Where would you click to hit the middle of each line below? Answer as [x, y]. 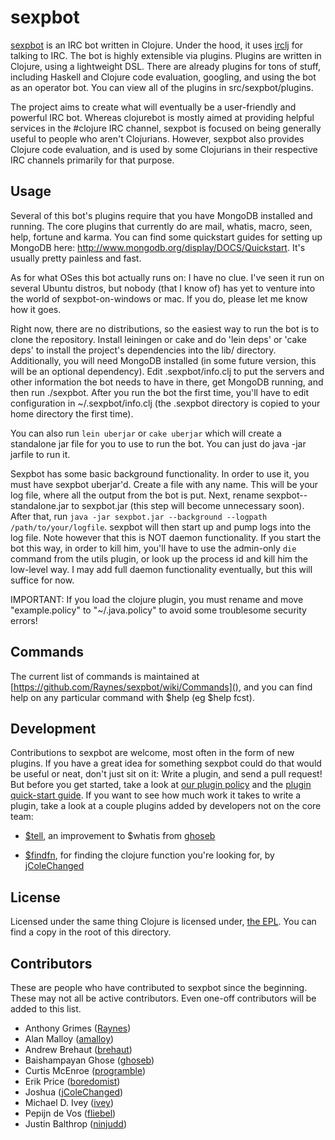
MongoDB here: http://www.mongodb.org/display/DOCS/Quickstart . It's [158, 247]
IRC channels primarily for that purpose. [92, 160]
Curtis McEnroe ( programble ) [85, 1070]
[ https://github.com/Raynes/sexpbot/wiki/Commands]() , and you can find [161, 687]
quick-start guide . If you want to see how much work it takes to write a [156, 795]
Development [53, 728]
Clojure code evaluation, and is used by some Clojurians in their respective [164, 149]
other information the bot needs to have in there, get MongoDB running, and [167, 382]
